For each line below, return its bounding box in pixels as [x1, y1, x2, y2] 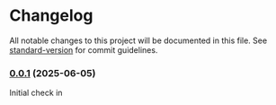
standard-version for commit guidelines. [9, 44, 158, 55]
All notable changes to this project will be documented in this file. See [9, 35, 268, 46]
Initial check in [9, 87, 63, 99]
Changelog [9, 5, 93, 26]
